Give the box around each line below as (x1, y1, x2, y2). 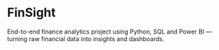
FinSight (7, 5, 56, 21)
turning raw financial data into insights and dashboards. (7, 34, 165, 42)
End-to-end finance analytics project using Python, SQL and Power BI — (7, 27, 212, 36)
